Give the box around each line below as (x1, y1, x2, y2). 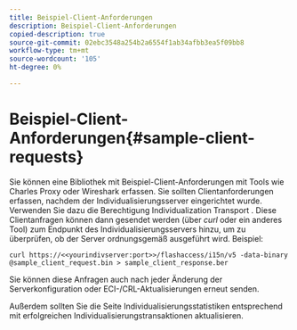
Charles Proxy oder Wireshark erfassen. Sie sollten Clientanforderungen (9, 186, 274, 196)
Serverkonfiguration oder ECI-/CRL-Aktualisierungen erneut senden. (9, 283, 260, 294)
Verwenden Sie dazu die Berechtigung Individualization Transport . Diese (9, 204, 277, 215)
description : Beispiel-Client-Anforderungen (9, 21, 177, 30)
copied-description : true (9, 29, 105, 38)
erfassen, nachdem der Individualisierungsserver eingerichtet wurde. (9, 195, 262, 206)
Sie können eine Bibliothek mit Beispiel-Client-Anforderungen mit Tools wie (9, 176, 285, 187)
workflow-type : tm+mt (9, 46, 90, 55)
